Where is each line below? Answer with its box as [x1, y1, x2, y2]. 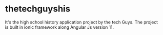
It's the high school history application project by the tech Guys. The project [5, 19, 158, 25]
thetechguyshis [5, 3, 71, 14]
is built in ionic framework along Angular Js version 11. [5, 24, 114, 30]
